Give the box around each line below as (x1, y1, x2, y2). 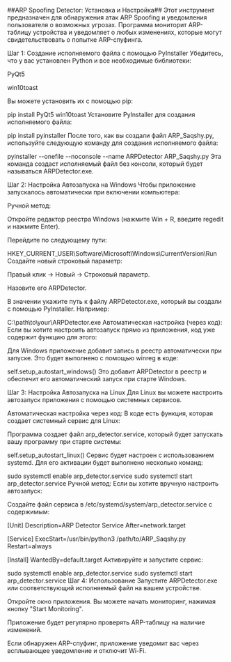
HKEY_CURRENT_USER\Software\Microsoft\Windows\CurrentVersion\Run (7, 249, 217, 257)
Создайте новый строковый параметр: (7, 257, 123, 265)
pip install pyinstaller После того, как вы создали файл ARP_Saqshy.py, (7, 132, 214, 139)
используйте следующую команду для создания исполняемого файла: (7, 139, 218, 147)
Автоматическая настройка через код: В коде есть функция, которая (7, 409, 214, 417)
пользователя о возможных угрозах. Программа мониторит (7, 21, 187, 29)
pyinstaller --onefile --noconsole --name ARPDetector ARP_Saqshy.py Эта (7, 153, 221, 160)
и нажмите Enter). (7, 222, 61, 231)
